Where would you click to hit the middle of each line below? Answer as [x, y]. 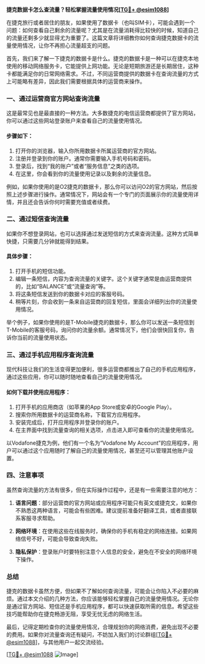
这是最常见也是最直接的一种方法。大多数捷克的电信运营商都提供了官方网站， [103, 113]
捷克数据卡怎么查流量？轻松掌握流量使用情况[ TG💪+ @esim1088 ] [88, 9]
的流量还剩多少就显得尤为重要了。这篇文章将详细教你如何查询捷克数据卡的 [100, 38]
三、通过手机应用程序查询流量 [50, 355]
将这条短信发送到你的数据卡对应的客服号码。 [71, 294]
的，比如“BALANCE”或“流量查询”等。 [62, 286]
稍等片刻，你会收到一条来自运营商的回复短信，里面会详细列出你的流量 [103, 301]
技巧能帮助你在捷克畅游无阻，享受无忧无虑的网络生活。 [76, 614]
